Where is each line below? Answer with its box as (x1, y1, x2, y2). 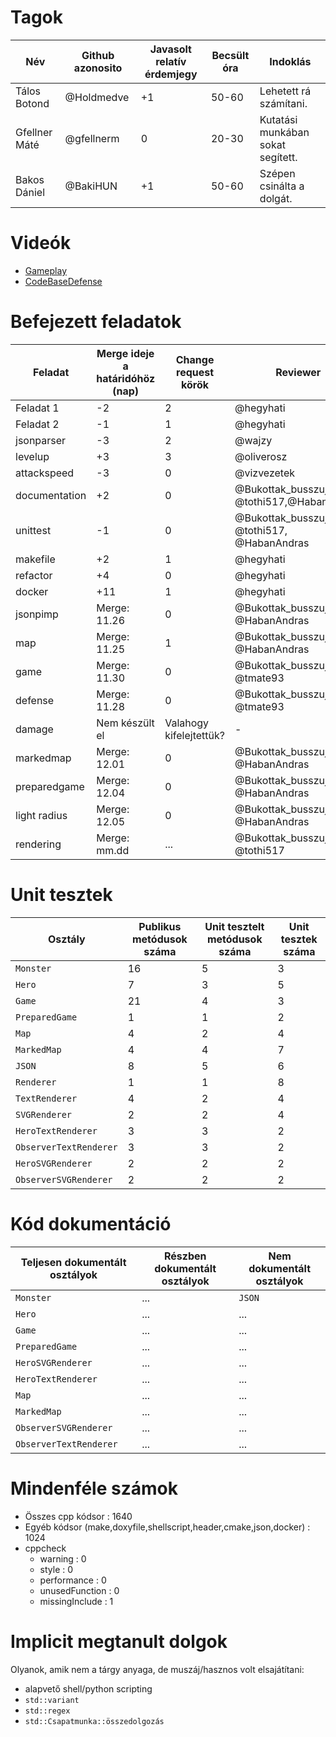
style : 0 (39, 1563, 74, 1575)
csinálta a (259, 179, 305, 193)
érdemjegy (144, 67, 198, 81)
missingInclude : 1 (39, 1595, 114, 1607)
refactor (15, 568, 53, 582)
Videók (10, 232, 72, 255)
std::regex (24, 1706, 71, 1716)
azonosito (73, 61, 123, 75)
